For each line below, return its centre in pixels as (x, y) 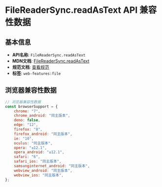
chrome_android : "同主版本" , (42, 116)
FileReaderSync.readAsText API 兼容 (81, 10)
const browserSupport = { (31, 106)
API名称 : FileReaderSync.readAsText (49, 55)
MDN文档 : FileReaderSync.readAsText (51, 61)
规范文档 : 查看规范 (31, 67)
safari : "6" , (27, 157)
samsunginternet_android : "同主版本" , (52, 166)
